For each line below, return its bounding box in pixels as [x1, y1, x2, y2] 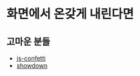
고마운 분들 [6, 36, 51, 47]
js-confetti [16, 54, 46, 62]
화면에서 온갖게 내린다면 [6, 6, 135, 22]
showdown [16, 62, 48, 69]
